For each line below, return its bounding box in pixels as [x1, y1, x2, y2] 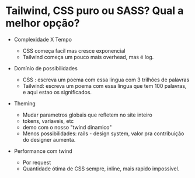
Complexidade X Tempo [13, 36, 72, 43]
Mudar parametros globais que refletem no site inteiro [22, 111, 152, 118]
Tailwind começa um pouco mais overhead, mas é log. [22, 53, 154, 60]
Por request [22, 159, 51, 166]
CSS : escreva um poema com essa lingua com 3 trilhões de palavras [22, 76, 190, 83]
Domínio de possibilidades [13, 64, 78, 71]
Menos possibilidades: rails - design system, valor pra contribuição [22, 130, 184, 137]
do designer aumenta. [22, 136, 76, 143]
